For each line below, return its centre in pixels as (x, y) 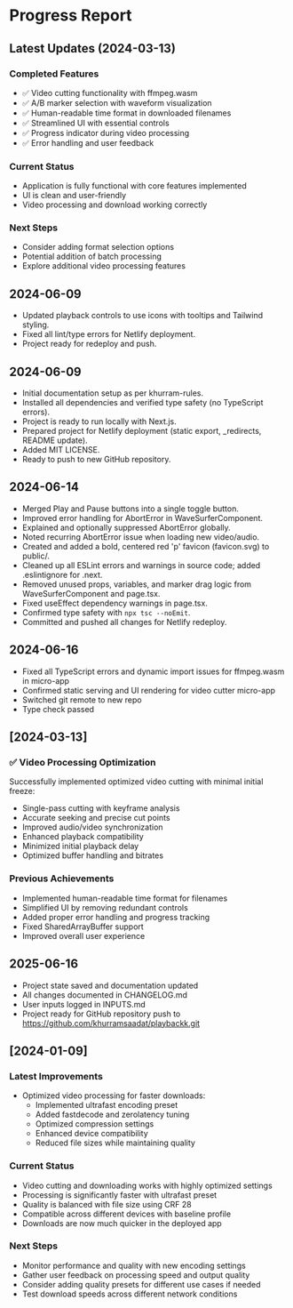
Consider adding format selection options (98, 247)
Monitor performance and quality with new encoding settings (134, 1265)
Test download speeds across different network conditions (130, 1294)
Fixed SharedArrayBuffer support (83, 927)
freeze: (22, 791)
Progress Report (71, 16)
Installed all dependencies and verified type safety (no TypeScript (143, 403)
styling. (36, 325)
